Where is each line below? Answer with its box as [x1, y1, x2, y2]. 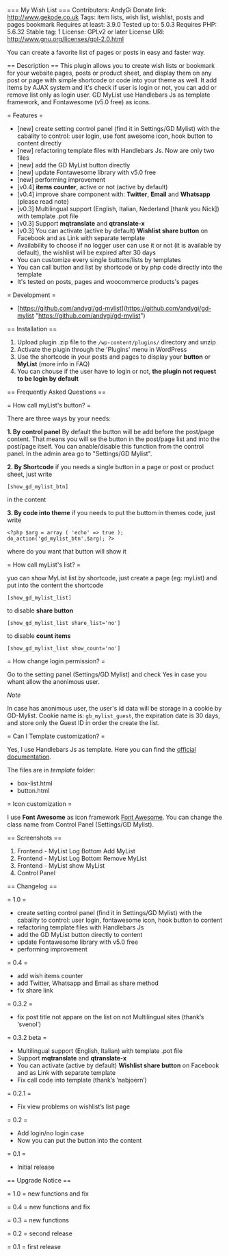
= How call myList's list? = [7, 560, 81, 569]
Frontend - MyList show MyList [16, 862, 105, 870]
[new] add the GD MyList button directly [16, 161, 131, 169]
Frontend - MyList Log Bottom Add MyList [16, 847, 135, 855]
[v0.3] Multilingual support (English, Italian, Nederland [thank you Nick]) [16, 205, 220, 213]
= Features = [7, 111, 43, 119]
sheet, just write [7, 470, 53, 478]
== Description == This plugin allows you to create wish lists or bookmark [7, 62, 215, 69]
